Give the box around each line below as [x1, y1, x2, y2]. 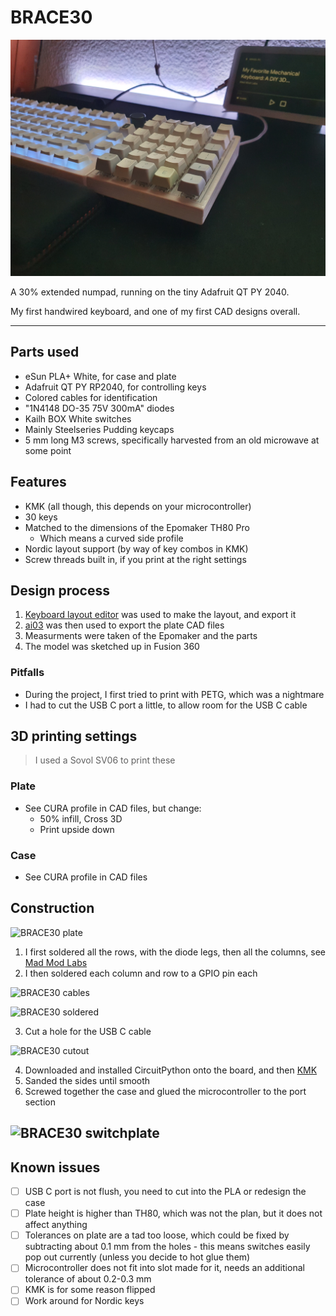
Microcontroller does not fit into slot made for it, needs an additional [24, 1262, 305, 1274]
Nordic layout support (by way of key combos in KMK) [24, 542, 249, 555]
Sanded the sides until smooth [24, 1074, 151, 1086]
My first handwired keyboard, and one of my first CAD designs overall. [10, 305, 301, 317]
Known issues [10, 1159, 101, 1176]
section [24, 1096, 56, 1108]
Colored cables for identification [24, 391, 158, 403]
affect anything [24, 1219, 88, 1231]
